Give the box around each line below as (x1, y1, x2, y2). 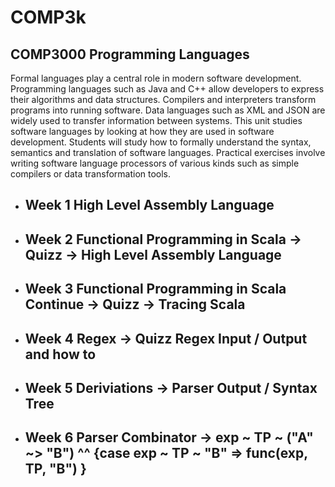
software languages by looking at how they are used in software (10, 126, 275, 137)
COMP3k (10, 6, 87, 29)
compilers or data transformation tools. (10, 168, 172, 180)
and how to (24, 346, 97, 363)
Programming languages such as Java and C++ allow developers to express (10, 83, 325, 95)
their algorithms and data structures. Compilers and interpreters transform (10, 94, 317, 105)
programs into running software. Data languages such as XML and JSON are (10, 104, 326, 116)
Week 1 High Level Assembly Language (24, 197, 275, 214)
